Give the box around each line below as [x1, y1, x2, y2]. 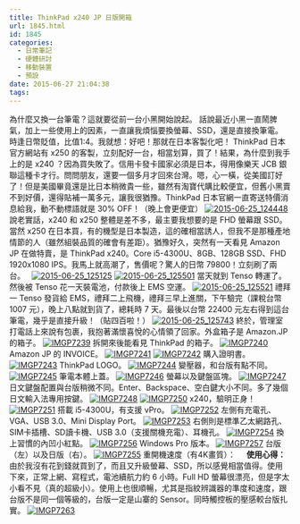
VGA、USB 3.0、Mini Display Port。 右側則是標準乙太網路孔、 [9, 415, 287, 426]
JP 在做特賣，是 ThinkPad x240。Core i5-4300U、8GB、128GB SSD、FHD [9, 248, 287, 258]
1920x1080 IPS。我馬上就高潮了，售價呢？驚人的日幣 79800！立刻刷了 [9, 258, 270, 269]
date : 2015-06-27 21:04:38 [9, 80, 110, 89]
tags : [9, 88, 29, 97]
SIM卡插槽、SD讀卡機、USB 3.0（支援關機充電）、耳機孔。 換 [9, 427, 285, 437]
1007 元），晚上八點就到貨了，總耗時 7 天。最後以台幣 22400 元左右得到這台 [9, 303, 290, 314]
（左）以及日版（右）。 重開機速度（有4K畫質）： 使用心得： [9, 449, 286, 460]
